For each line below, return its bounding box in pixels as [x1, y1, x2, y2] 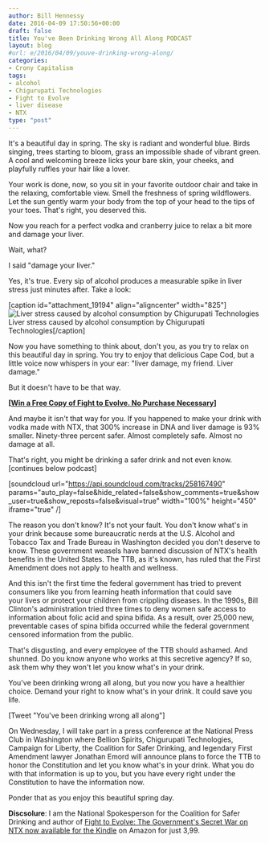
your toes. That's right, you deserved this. [8, 205, 147, 215]
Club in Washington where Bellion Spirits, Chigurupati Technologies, [8, 735, 234, 744]
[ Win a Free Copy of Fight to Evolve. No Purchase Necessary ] [8, 398, 217, 407]
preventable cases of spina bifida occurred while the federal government [8, 620, 250, 631]
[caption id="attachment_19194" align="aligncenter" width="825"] [8, 300, 227, 309]
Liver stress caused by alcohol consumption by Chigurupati [8, 317, 205, 326]
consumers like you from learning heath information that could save [8, 587, 232, 596]
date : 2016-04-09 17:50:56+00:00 [8, 19, 120, 27]
